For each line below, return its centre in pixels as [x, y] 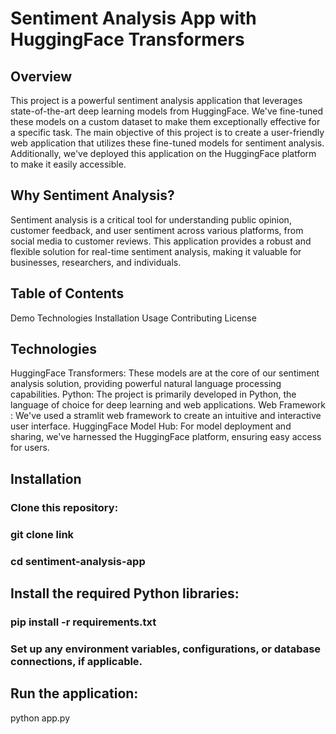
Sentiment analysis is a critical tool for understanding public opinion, [151, 219]
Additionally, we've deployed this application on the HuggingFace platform [163, 153]
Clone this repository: [64, 507]
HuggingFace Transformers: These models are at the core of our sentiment [165, 373]
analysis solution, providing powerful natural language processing [146, 384]
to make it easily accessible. [68, 164]
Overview [41, 76]
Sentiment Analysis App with [133, 18]
